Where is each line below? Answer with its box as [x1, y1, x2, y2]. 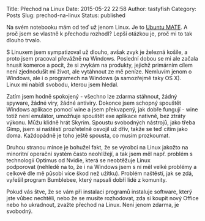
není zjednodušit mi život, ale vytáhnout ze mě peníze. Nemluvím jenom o [6, 68, 192, 75]
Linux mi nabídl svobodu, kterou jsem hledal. [6, 81, 119, 88]
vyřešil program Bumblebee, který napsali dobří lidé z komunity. [6, 176, 167, 183]
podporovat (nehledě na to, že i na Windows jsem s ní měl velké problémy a [6, 163, 197, 170]
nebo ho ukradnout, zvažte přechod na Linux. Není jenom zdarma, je [6, 201, 179, 208]
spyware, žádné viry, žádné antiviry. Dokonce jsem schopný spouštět [6, 99, 182, 107]
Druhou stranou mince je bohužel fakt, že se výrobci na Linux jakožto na [6, 144, 188, 151]
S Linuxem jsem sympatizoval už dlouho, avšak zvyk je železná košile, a [6, 48, 188, 56]
